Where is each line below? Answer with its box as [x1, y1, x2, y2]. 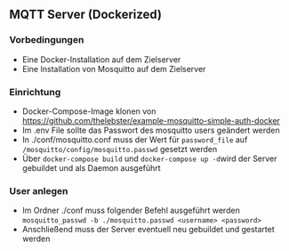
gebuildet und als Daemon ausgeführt [21, 162, 162, 173]
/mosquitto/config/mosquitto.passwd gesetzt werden [21, 143, 218, 154]
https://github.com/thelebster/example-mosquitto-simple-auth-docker [21, 115, 280, 125]
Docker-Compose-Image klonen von [21, 106, 157, 117]
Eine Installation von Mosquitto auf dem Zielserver [21, 63, 206, 74]
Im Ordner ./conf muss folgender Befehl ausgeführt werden [21, 205, 240, 216]
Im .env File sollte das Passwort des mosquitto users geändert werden [21, 125, 280, 135]
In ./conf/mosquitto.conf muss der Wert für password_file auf [21, 134, 248, 145]
